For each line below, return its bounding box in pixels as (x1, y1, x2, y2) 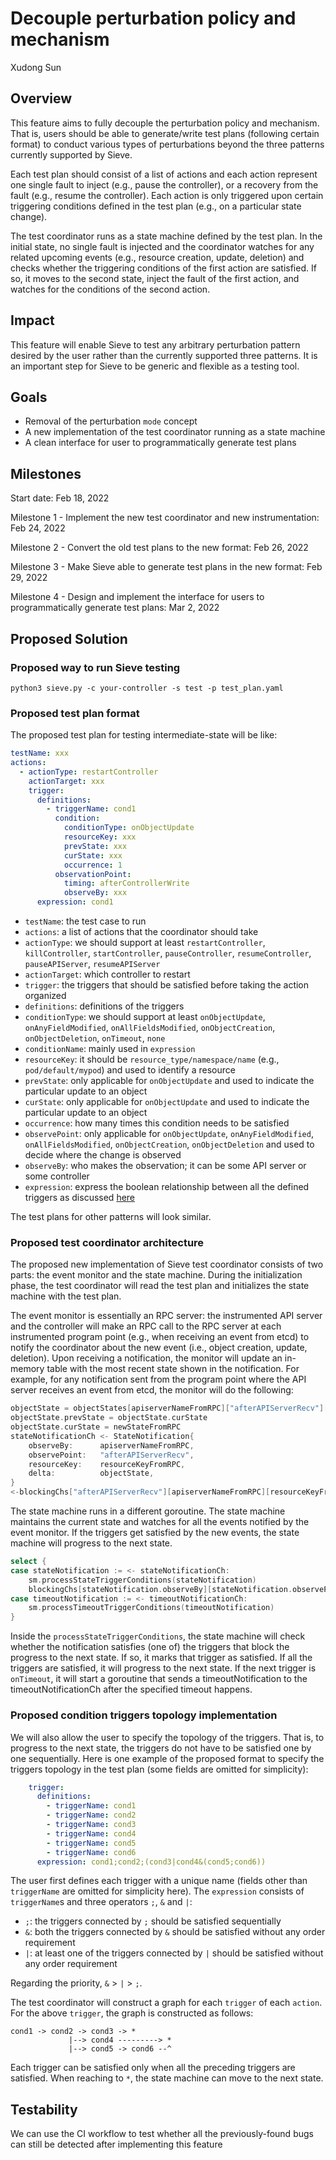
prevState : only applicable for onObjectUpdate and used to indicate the (24, 1075, 315, 1087)
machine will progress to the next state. (10, 1537, 173, 1549)
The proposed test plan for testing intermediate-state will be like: (10, 729, 278, 741)
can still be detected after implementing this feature (10, 2138, 223, 2151)
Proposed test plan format (10, 706, 140, 720)
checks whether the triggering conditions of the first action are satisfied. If (10, 262, 317, 274)
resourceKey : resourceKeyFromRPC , (28, 1459, 186, 1469)
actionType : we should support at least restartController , (24, 937, 266, 949)
